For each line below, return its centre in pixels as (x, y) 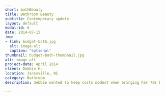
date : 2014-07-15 (23, 32)
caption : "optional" (30, 50)
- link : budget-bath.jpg (30, 42)
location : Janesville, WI (31, 73)
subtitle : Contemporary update (37, 19)
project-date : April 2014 (31, 64)
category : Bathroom (25, 78)
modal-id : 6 (17, 28)
